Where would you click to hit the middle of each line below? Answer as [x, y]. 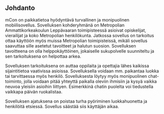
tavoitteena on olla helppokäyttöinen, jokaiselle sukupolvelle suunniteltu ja [80, 51]
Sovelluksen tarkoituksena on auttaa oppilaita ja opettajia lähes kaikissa [77, 66]
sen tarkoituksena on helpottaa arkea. [43, 56]
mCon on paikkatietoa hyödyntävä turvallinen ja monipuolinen [67, 20]
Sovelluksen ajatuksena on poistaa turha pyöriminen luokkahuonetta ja [76, 101]
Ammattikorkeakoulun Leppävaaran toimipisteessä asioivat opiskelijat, [76, 30]
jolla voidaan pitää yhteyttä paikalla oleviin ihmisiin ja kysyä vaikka [90, 81]
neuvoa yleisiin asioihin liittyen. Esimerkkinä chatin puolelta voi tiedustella [79, 86]
